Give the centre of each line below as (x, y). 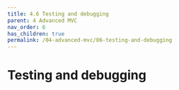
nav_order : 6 (27, 27)
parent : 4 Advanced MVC (42, 21)
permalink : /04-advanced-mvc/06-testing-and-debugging (90, 40)
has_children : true (36, 34)
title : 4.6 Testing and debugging (58, 14)
